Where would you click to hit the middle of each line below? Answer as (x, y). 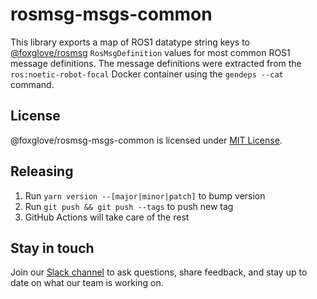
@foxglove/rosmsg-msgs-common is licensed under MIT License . (146, 140)
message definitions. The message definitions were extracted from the (156, 63)
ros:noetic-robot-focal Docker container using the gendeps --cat (147, 74)
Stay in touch (52, 248)
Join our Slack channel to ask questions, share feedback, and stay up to (159, 272)
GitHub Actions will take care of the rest (107, 217)
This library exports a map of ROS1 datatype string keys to (130, 42)
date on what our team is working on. (87, 283)
